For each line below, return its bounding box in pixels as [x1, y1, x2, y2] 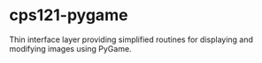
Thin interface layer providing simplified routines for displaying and [9, 34, 254, 45]
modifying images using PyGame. [9, 43, 132, 53]
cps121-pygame [9, 5, 128, 25]
